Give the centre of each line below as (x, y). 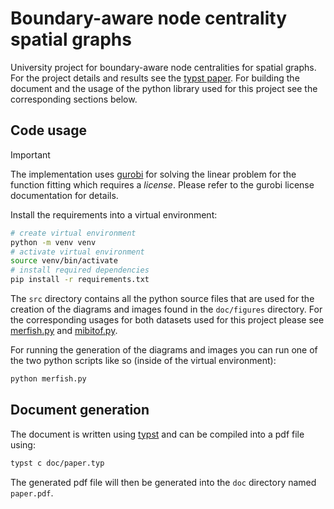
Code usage (48, 130)
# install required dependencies (80, 270)
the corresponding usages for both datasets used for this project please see (167, 320)
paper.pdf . (32, 493)
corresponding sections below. (74, 99)
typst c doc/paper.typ (57, 463)
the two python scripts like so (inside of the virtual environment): (143, 360)
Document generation (80, 410)
